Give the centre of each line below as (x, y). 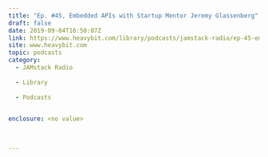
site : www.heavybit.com (48, 45)
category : (25, 61)
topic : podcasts (35, 53)
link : (17, 38)
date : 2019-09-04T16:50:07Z (55, 30)
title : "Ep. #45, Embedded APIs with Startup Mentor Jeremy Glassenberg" (134, 16)
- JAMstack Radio (44, 68)
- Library (32, 82)
